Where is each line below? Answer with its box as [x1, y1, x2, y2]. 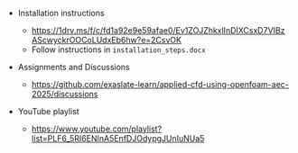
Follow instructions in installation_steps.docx [31, 44, 206, 55]
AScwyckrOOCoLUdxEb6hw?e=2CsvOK [31, 35, 182, 45]
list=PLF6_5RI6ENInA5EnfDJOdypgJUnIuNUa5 [31, 133, 205, 143]
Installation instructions [17, 8, 106, 18]
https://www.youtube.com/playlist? [31, 123, 163, 134]
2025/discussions [31, 89, 98, 99]
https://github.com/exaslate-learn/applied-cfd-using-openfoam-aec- [31, 79, 289, 89]
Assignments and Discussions [17, 62, 130, 72]
